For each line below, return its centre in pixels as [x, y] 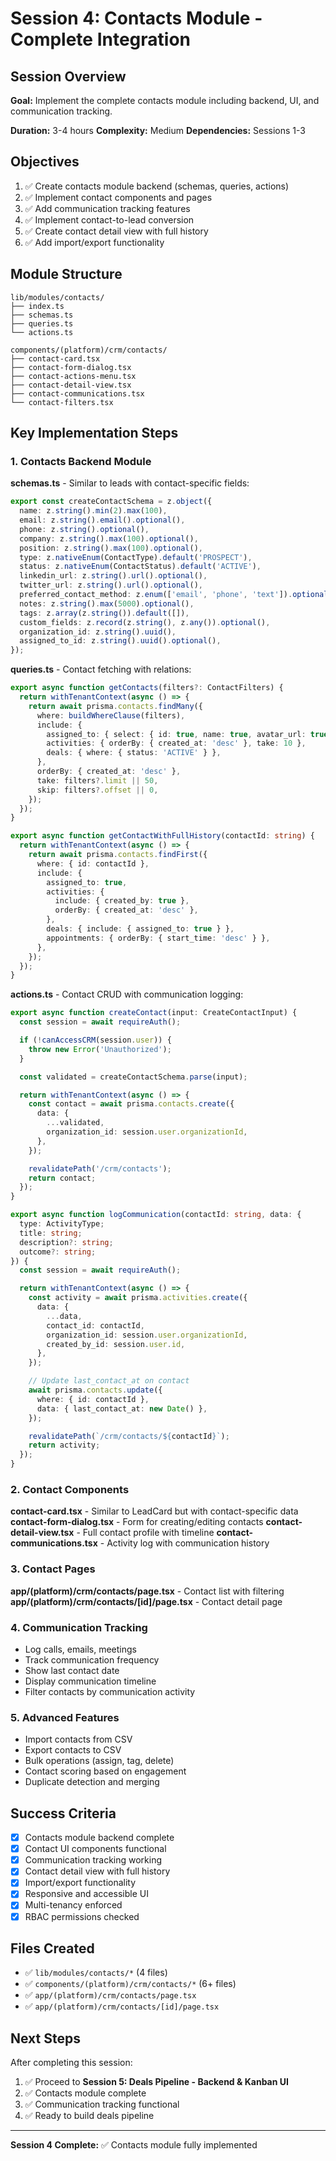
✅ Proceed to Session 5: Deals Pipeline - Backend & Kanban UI [156, 2082]
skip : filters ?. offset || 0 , [97, 790]
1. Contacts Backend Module [81, 461]
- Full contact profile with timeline [145, 1533]
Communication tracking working [93, 1860]
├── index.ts [37, 306]
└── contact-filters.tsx [62, 402]
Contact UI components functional [95, 1849]
